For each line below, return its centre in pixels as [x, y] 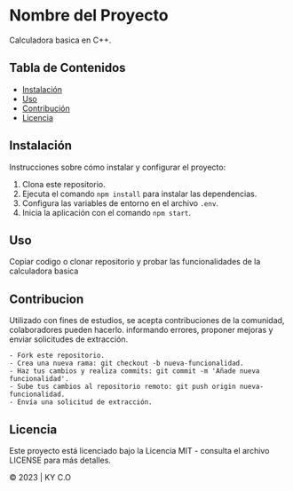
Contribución [46, 108]
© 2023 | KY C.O [40, 477]
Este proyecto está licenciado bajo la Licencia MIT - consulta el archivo [139, 451]
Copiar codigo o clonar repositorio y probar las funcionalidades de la [135, 262]
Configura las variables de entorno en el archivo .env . [120, 203]
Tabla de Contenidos [67, 68]
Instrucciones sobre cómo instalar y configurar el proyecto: [118, 167]
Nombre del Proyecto [89, 16]
